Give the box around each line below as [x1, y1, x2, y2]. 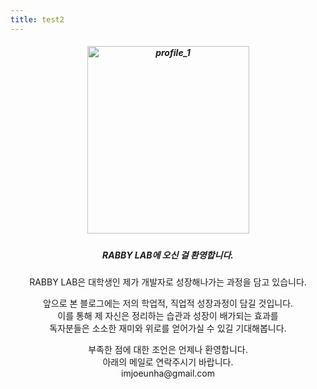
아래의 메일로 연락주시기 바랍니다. [102, 356, 234, 368]
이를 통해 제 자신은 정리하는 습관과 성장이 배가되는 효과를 [57, 309, 279, 321]
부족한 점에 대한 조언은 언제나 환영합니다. [88, 343, 248, 355]
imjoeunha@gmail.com [121, 367, 215, 379]
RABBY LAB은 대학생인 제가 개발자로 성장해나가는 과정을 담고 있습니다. [29, 276, 307, 288]
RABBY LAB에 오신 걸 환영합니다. [102, 249, 234, 261]
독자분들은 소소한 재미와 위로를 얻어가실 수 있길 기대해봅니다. [49, 322, 287, 334]
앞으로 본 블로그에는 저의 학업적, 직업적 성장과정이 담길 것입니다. [42, 297, 294, 309]
